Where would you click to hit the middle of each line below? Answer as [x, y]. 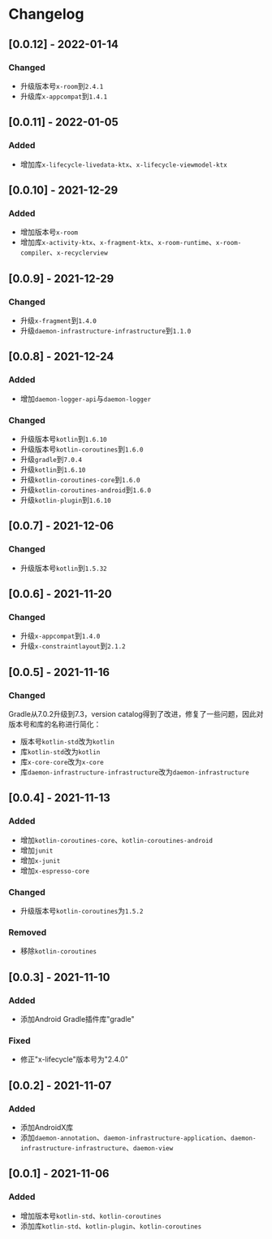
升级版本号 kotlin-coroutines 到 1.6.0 [82, 449]
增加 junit [37, 850]
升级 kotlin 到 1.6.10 [53, 469]
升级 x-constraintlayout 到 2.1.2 [73, 646]
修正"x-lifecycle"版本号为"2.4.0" [74, 1059]
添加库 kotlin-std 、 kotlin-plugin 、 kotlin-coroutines [111, 1226]
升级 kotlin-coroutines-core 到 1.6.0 [80, 479]
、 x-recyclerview [79, 252]
